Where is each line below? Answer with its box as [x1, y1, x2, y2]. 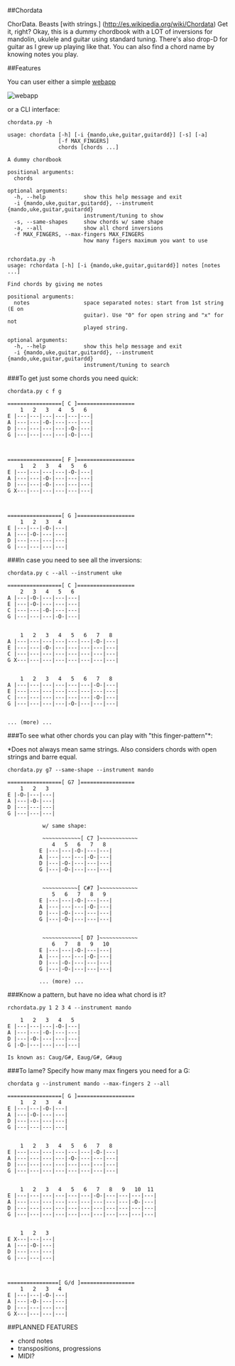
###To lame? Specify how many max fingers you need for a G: [7, 1067, 190, 1074]
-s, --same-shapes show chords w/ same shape [13, 218, 163, 225]
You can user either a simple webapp [7, 78, 116, 86]
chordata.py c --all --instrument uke [7, 570, 122, 577]
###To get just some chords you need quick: [7, 374, 138, 383]
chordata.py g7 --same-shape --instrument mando [7, 767, 154, 774]
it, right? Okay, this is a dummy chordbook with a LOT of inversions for [7, 28, 213, 36]
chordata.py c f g [7, 388, 62, 395]
